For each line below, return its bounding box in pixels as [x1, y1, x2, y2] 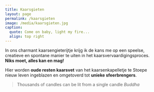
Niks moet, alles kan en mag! [5, 58, 64, 63]
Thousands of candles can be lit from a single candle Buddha [16, 81, 140, 87]
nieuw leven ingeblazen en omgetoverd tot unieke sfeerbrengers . [5, 72, 137, 78]
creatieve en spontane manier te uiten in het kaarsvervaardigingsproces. [5, 52, 150, 58]
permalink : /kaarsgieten [5, 16, 55, 21]
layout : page [5, 12, 31, 16]
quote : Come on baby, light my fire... [9, 30, 90, 34]
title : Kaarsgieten [5, 7, 45, 12]
